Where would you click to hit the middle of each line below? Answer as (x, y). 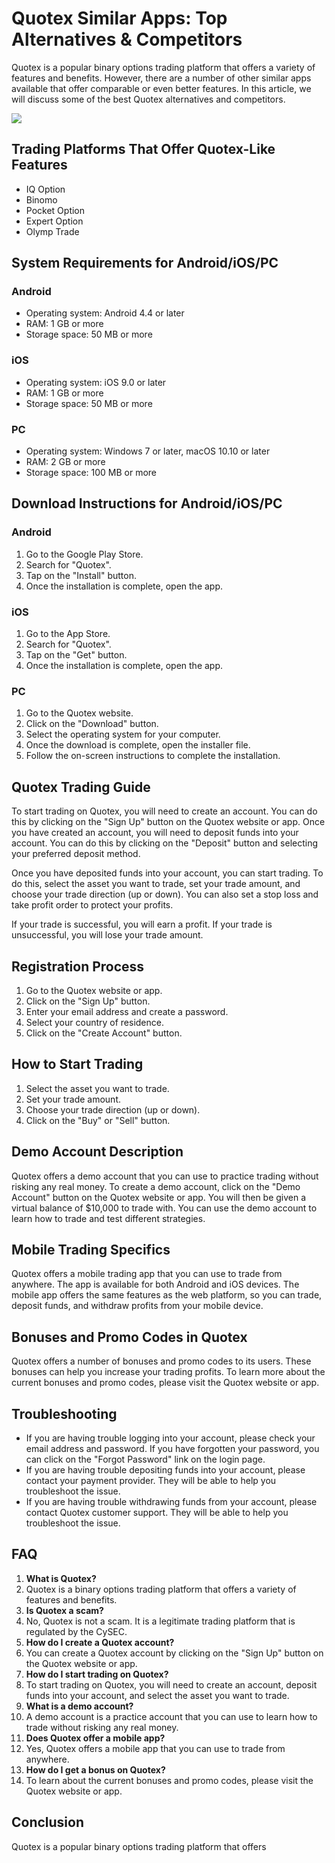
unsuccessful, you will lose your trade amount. (107, 935)
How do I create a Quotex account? (100, 1642)
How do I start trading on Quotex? (97, 1674)
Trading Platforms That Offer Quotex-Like (143, 149)
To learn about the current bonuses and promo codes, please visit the (169, 1780)
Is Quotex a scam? (64, 1610)
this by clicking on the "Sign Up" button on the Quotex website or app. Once (168, 822)
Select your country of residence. (94, 1022)
